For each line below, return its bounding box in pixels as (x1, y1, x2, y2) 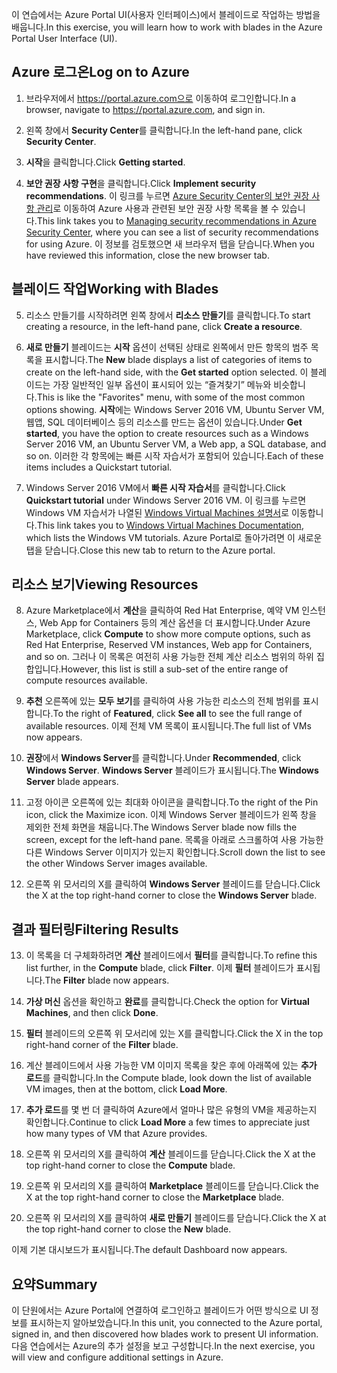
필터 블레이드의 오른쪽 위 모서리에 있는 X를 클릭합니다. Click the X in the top (25, 1028, 324, 1040)
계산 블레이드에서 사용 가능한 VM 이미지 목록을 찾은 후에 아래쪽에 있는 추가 (25, 1059, 318, 1072)
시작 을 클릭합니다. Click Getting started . (25, 156, 186, 168)
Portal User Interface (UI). (11, 33, 118, 44)
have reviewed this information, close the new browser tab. (25, 249, 270, 261)
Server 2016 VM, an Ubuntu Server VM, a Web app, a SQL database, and (25, 438, 327, 450)
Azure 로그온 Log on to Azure (11, 64, 190, 81)
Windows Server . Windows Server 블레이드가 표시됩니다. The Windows (25, 764, 319, 777)
